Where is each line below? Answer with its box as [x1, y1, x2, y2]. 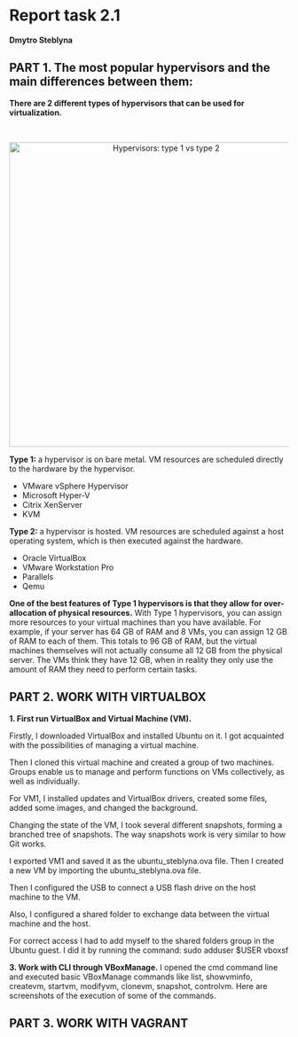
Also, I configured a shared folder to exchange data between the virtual [9, 908, 270, 919]
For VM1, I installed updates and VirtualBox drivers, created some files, [9, 792, 268, 803]
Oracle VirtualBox [21, 552, 87, 563]
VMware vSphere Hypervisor [21, 480, 129, 491]
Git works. [9, 838, 47, 849]
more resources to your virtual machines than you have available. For [9, 617, 262, 628]
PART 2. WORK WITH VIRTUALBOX [9, 690, 207, 705]
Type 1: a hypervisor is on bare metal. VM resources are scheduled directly [9, 454, 284, 464]
